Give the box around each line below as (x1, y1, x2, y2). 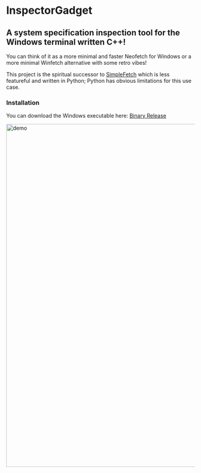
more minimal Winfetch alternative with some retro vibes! (6, 59, 147, 66)
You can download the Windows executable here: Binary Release (6, 112, 166, 119)
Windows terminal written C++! (6, 37, 126, 47)
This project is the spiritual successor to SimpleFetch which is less (6, 71, 170, 78)
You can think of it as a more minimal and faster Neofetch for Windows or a (6, 53, 191, 60)
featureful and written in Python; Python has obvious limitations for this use (6, 77, 191, 84)
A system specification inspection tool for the (6, 28, 181, 38)
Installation (6, 98, 40, 107)
